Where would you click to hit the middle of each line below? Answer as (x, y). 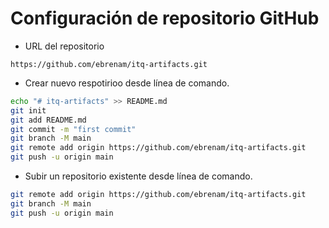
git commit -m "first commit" (73, 129)
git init (28, 110)
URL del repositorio (64, 46)
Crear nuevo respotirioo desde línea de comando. (127, 83)
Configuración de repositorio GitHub (165, 18)
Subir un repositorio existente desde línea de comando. (138, 176)
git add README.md (48, 120)
